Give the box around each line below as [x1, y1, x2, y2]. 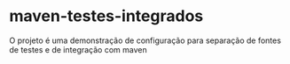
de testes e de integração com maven [9, 44, 148, 54]
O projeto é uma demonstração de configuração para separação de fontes [9, 35, 282, 46]
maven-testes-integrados [9, 6, 204, 26]
